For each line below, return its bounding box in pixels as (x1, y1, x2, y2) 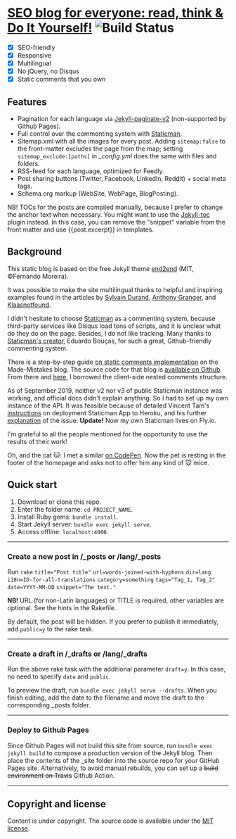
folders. (17, 160, 40, 168)
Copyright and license (7, 797, 107, 810)
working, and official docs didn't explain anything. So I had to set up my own (7, 393, 228, 402)
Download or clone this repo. (17, 498, 102, 506)
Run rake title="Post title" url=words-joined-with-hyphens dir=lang (7, 567, 211, 576)
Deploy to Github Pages (7, 725, 89, 735)
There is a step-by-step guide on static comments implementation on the (7, 358, 219, 366)
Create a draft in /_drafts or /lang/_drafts (7, 649, 147, 659)
